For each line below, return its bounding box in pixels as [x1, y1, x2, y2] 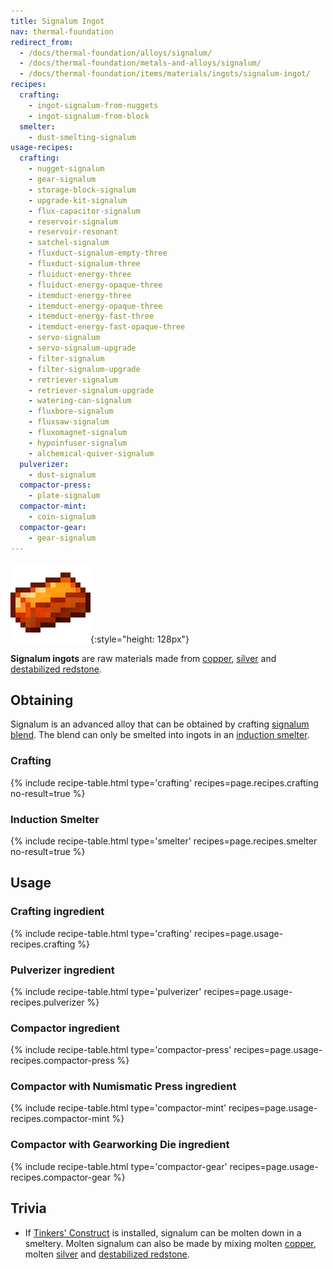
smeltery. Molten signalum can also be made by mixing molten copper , [24, 1237, 317, 1249]
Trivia [10, 1200, 47, 1217]
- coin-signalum [28, 512, 97, 522]
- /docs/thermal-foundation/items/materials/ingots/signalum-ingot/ [19, 69, 311, 79]
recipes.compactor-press [10, 1055, 115, 1067]
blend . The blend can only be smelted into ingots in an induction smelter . [10, 729, 310, 741]
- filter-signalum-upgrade [28, 364, 141, 374]
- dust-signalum [28, 470, 97, 480]
